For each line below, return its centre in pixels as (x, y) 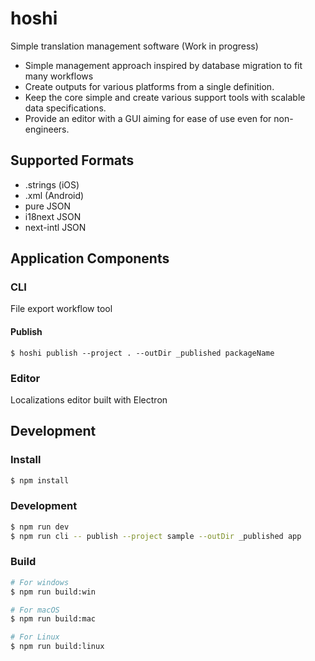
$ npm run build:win (53, 592)
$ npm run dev (40, 527)
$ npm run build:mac (53, 619)
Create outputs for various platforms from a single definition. (149, 86)
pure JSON (48, 206)
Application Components (90, 258)
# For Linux (35, 637)
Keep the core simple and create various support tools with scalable (165, 97)
